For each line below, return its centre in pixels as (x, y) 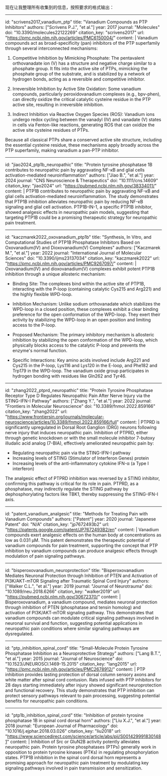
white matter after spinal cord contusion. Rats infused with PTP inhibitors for (83, 680)
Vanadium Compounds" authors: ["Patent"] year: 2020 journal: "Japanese (81, 519)
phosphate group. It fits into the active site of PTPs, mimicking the (80, 68)
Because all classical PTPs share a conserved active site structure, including (83, 140)
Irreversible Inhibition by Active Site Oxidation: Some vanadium (77, 89)
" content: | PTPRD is (138, 422)
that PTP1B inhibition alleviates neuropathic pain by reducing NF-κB (74, 201)
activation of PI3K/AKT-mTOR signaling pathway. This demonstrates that (79, 613)
